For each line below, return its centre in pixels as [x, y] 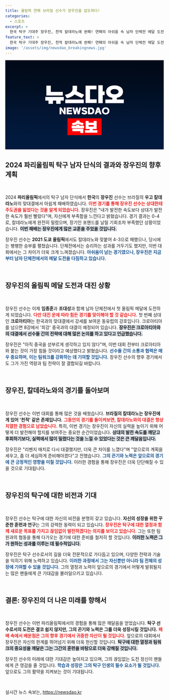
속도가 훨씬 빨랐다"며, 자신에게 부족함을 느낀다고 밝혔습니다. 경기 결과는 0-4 [85, 216]
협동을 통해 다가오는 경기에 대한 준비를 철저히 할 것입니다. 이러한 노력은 [88, 537]
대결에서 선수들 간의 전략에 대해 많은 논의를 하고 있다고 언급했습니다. [77, 333]
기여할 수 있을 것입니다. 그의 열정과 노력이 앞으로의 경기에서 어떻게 [79, 567]
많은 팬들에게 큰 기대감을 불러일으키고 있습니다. [57, 573]
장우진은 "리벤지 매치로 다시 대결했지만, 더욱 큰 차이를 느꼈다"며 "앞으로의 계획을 [84, 449]
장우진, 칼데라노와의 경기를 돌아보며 [57, 391]
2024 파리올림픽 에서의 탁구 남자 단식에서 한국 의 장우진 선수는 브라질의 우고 [79, 197]
